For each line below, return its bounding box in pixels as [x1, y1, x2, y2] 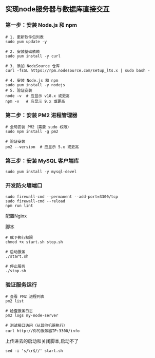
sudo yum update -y [5, 39, 47, 44]
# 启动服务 [5, 249, 26, 254]
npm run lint [5, 203, 33, 208]
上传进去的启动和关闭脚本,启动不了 [5, 338, 79, 344]
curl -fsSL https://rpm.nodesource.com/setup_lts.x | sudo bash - [5, 68, 150, 73]
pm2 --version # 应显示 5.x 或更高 [5, 144, 79, 149]
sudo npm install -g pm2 [5, 129, 59, 134]
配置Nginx [5, 213, 27, 219]
